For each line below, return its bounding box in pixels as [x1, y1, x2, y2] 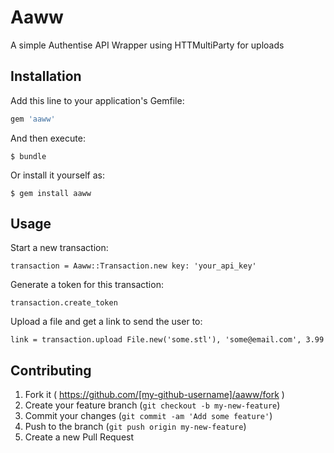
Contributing [10, 362, 92, 379]
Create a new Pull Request [24, 431, 135, 443]
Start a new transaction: [10, 242, 109, 254]
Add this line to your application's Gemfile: [10, 94, 185, 106]
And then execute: [10, 132, 86, 144]
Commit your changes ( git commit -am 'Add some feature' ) [24, 410, 273, 422]
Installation [10, 68, 82, 85]
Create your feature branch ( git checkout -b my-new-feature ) [24, 399, 281, 411]
